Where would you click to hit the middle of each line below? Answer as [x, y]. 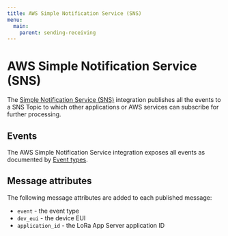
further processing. [34, 114]
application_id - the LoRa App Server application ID [91, 225]
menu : [15, 20]
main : [21, 26]
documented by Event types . [48, 159]
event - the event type [48, 211]
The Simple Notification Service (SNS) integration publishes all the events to [114, 100]
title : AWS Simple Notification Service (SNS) [74, 13]
